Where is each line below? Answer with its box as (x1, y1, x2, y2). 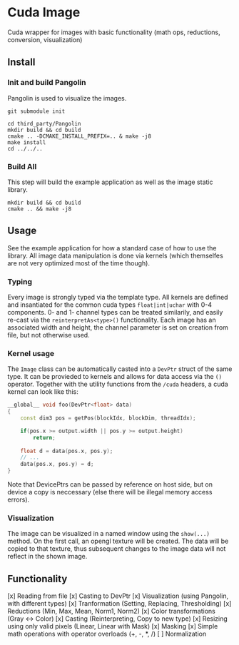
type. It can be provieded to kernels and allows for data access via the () (7, 372, 223, 381)
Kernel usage (7, 348, 55, 358)
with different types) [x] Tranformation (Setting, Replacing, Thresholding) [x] (7, 599, 232, 608)
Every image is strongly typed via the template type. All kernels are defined (7, 293, 228, 302)
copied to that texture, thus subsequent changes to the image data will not (7, 544, 226, 553)
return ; (33, 434, 56, 441)
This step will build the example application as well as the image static (7, 178, 213, 186)
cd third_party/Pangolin (7, 120, 81, 127)
